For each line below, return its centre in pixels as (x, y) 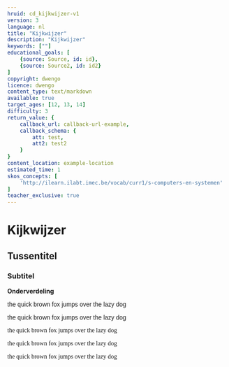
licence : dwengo (31, 85)
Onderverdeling (31, 291)
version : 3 (23, 20)
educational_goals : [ (39, 53)
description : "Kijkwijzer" (46, 40)
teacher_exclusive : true (43, 196)
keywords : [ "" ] (29, 46)
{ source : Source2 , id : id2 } (60, 66)
